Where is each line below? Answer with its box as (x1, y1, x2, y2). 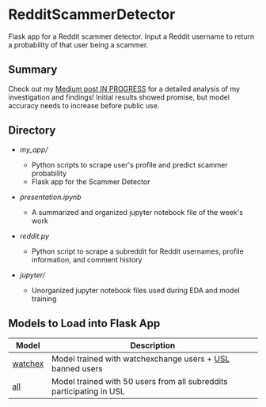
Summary (8, 63, 58, 77)
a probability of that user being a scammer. (8, 40, 149, 49)
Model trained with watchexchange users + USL (51, 353, 230, 364)
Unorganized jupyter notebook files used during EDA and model (31, 285, 240, 295)
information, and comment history (31, 254, 142, 264)
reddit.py (19, 231, 50, 240)
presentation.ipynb (19, 192, 82, 202)
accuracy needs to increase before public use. (8, 100, 160, 110)
